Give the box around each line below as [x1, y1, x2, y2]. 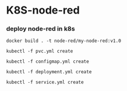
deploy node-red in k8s [6, 25, 76, 33]
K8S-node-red [6, 4, 80, 17]
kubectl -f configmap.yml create [6, 58, 89, 65]
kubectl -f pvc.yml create [6, 48, 73, 54]
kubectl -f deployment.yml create [6, 69, 92, 75]
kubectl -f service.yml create [6, 79, 84, 86]
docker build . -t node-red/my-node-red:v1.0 [6, 38, 121, 44]
